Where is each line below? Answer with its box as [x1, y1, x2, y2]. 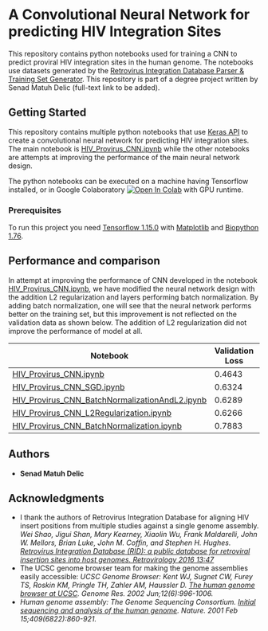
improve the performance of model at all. [8, 326, 143, 335]
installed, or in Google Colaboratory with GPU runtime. [8, 185, 244, 194]
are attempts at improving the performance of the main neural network [8, 152, 241, 162]
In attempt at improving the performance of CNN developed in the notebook [8, 275, 258, 284]
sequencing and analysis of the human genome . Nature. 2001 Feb [19, 606, 238, 615]
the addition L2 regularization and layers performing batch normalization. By [8, 292, 259, 302]
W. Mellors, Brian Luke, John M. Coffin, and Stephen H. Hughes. [19, 538, 231, 547]
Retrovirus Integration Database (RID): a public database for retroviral [19, 547, 250, 556]
